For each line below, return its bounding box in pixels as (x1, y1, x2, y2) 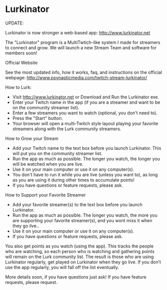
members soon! (5, 50, 37, 56)
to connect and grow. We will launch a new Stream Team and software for (5, 44, 157, 50)
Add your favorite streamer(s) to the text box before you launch (12, 201, 143, 208)
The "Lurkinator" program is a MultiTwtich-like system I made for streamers (5, 39, 161, 45)
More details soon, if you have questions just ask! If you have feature (5, 274, 147, 280)
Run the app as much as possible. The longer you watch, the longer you (12, 156, 161, 162)
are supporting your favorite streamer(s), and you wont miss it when (12, 217, 153, 223)
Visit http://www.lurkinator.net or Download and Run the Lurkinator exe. (12, 94, 160, 100)
